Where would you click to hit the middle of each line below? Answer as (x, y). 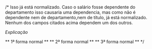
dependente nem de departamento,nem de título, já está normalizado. (76, 17)
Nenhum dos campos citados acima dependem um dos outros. (69, 23)
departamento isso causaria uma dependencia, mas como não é (70, 12)
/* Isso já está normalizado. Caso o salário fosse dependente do (70, 7)
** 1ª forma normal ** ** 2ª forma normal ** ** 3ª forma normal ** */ (75, 42)
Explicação (17, 32)
